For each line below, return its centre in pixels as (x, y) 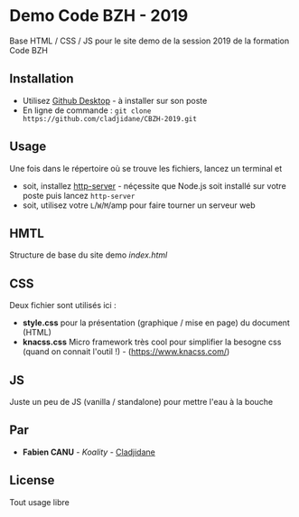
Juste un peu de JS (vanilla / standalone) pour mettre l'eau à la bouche (141, 402)
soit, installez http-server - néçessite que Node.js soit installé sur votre (154, 185)
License (32, 480)
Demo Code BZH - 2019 (99, 16)
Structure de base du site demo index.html (89, 255)
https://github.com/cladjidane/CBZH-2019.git (109, 118)
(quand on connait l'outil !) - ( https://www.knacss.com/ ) (126, 352)
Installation (42, 79)
